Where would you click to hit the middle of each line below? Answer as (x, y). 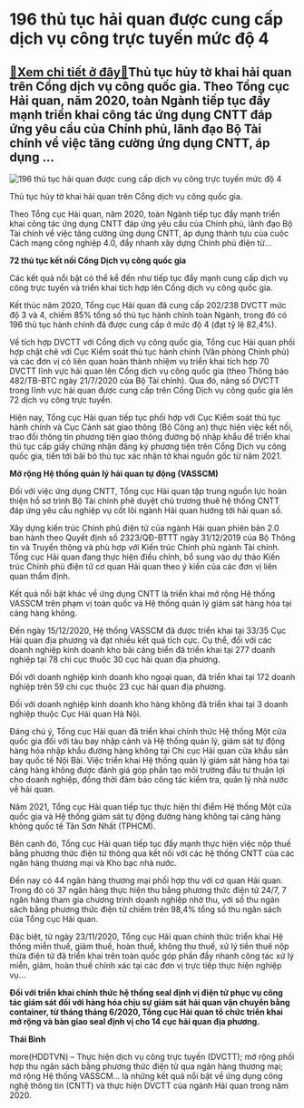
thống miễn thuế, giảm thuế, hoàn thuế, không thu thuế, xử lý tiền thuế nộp (149, 946)
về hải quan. (33, 789)
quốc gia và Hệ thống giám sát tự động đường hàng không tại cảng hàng (145, 816)
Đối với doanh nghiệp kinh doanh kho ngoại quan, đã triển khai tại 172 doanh (152, 677)
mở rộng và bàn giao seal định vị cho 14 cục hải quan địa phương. (135, 1021)
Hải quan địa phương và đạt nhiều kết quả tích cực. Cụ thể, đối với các (141, 640)
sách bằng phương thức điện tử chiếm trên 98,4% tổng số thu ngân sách (146, 909)
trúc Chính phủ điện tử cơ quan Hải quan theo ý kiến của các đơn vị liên (143, 566)
